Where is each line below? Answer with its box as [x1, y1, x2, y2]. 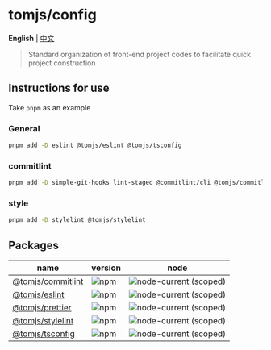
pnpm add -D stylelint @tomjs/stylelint [8, 216, 147, 224]
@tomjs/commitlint [12, 276, 84, 287]
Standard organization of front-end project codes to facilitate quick [27, 49, 252, 59]
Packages [8, 238, 59, 252]
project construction [27, 58, 96, 68]
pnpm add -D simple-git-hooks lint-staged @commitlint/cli [8, 179, 211, 187]
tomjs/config [8, 6, 97, 24]
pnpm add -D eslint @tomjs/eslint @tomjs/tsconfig [8, 141, 182, 150]
